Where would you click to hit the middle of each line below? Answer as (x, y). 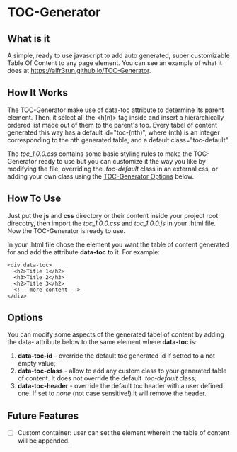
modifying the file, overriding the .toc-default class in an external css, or (112, 169)
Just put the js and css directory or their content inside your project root (113, 215)
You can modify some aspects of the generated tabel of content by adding (116, 334)
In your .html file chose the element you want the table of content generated (118, 244)
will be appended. (44, 441)
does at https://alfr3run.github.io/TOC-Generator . (79, 70)
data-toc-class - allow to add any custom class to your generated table (122, 371)
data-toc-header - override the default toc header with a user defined (120, 386)
